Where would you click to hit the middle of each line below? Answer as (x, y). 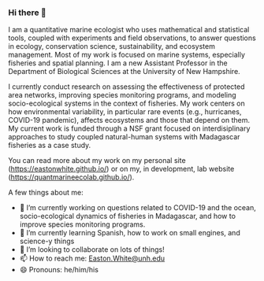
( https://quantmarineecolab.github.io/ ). (71, 177)
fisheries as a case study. (50, 146)
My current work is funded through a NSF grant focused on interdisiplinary (129, 128)
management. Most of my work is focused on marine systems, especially (127, 55)
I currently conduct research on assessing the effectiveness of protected (127, 87)
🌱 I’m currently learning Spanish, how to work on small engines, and (130, 233)
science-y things (47, 241)
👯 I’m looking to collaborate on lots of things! (92, 250)
